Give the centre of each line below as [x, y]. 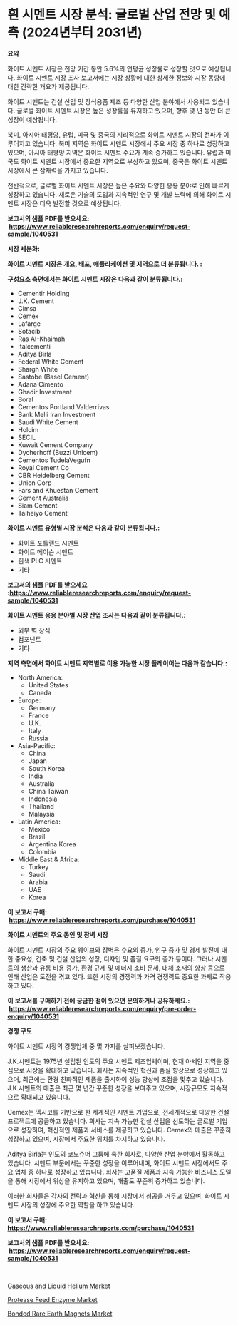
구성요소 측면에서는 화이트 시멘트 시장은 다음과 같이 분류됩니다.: [95, 279]
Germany [42, 707]
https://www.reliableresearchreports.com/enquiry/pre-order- [103, 1008]
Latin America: [39, 822]
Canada [40, 692]
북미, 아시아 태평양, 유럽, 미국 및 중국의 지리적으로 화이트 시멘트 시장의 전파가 [115, 134]
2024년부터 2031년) [84, 32]
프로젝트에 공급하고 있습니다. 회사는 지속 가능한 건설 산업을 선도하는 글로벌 [111, 1121]
